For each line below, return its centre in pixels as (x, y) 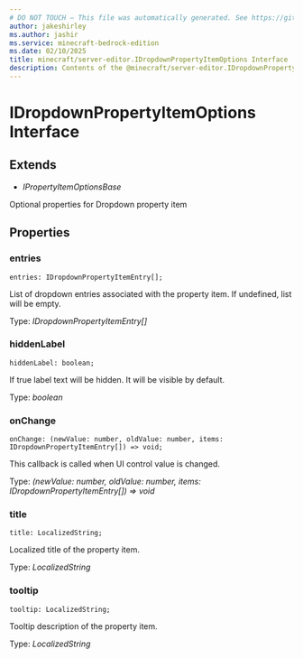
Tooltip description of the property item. (83, 626)
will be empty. (35, 303)
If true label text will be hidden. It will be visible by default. (117, 379)
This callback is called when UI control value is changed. (115, 464)
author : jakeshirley (48, 26)
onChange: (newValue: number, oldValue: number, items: (116, 440)
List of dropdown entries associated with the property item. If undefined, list (151, 293)
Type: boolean (36, 397)
